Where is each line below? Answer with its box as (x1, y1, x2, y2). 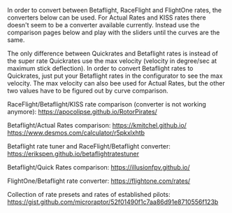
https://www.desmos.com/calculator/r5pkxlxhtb (7, 129, 145, 137)
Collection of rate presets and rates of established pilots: (7, 191, 171, 198)
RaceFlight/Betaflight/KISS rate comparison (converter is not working (7, 100, 206, 108)
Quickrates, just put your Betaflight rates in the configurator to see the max (7, 71, 223, 80)
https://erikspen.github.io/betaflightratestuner (7, 150, 140, 158)
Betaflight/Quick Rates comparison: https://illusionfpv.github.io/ (7, 163, 190, 171)
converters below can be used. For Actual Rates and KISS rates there (7, 13, 206, 22)
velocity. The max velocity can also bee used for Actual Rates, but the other (7, 79, 225, 87)
